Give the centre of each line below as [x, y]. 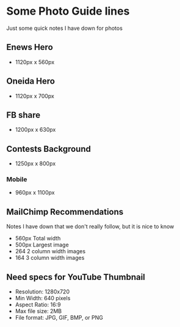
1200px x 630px [35, 130]
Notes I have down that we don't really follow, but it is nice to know [90, 226]
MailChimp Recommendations [65, 212]
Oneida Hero [31, 81]
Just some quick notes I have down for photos [65, 28]
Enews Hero [30, 47]
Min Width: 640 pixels [43, 298]
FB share [23, 115]
